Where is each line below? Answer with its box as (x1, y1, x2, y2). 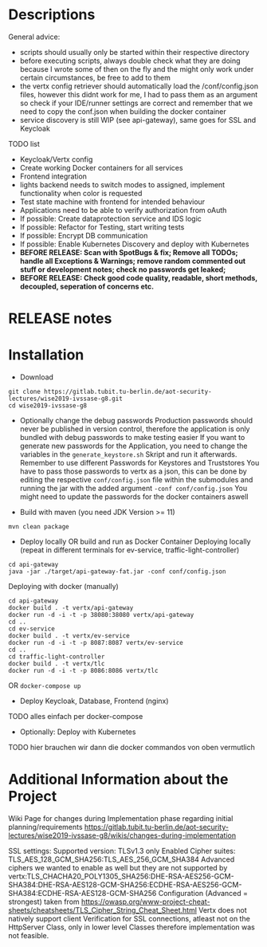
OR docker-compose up (8, 681, 81, 690)
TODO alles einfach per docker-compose (8, 712, 143, 721)
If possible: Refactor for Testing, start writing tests (19, 222, 185, 232)
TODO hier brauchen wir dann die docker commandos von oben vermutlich (8, 743, 255, 752)
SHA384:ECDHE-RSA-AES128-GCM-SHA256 (8, 889, 157, 898)
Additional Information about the (8, 771, 229, 788)
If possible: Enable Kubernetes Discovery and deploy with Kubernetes (19, 239, 249, 249)
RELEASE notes (8, 309, 112, 328)
